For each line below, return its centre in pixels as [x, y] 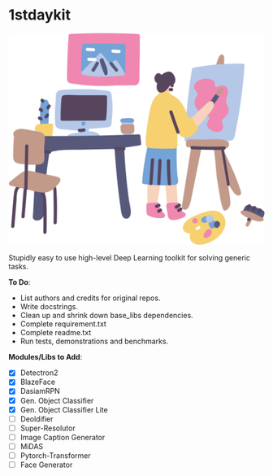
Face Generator [46, 465]
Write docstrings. [49, 307]
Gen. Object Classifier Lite [64, 409]
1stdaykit [40, 15]
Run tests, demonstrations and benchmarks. [94, 341]
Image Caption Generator [63, 437]
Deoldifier [37, 419]
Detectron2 [39, 373]
